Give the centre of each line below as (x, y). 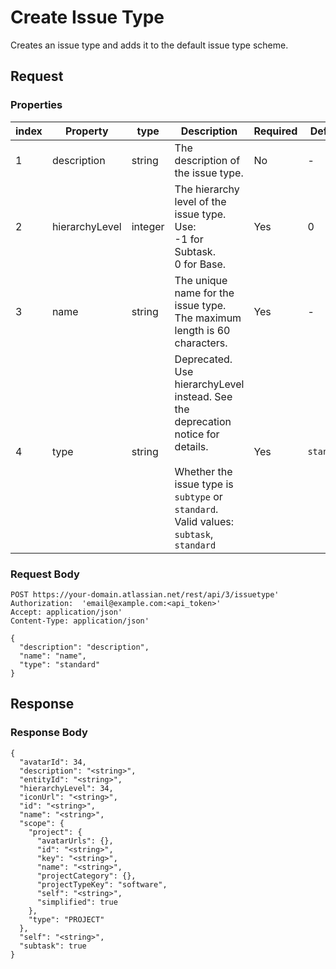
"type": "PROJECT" (66, 919)
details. (191, 446)
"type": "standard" (60, 664)
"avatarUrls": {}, (75, 841)
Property (86, 131)
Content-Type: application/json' (80, 621)
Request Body (45, 574)
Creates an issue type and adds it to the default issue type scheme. (149, 45)
